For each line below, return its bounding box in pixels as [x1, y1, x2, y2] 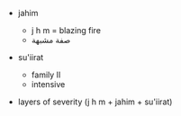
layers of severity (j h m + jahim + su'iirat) [17, 96, 173, 107]
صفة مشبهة [31, 35, 71, 45]
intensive [31, 79, 66, 89]
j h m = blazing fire [31, 25, 102, 35]
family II [31, 69, 61, 80]
